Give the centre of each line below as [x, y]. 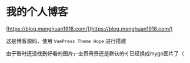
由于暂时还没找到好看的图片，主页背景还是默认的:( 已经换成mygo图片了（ [95, 53]
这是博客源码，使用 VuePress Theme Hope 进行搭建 [66, 41]
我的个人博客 [37, 12]
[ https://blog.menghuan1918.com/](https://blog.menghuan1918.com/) [89, 29]
